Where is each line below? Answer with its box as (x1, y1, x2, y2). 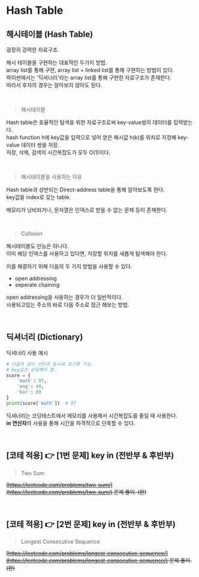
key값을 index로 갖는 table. (6, 194, 71, 200)
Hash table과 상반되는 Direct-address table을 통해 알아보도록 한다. (6, 186, 165, 193)
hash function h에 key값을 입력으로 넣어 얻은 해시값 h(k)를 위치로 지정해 (6, 134, 177, 141)
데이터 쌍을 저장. (20, 141, 60, 148)
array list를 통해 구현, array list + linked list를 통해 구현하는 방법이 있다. (6, 67, 174, 73)
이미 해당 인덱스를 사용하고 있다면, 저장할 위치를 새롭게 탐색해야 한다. (6, 250, 168, 257)
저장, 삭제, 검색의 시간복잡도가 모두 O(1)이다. (6, 149, 111, 156)
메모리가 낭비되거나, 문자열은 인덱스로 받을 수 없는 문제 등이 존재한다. (6, 206, 168, 214)
